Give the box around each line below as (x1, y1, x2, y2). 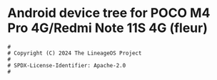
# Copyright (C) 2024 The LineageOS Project (7, 50, 142, 57)
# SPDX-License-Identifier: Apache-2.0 (7, 62, 126, 69)
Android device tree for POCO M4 (7, 5, 211, 21)
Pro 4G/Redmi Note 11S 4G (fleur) (7, 20, 208, 36)
